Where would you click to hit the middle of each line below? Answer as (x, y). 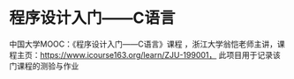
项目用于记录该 (253, 54)
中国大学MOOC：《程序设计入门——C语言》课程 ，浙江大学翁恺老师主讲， (143, 44)
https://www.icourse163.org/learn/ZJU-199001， (128, 54)
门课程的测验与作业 (44, 66)
